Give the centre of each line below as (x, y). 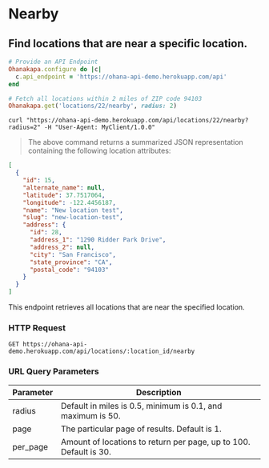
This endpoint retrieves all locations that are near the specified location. (127, 307)
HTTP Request (37, 327)
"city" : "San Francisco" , (72, 254)
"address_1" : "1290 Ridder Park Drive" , (98, 240)
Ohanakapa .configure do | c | (55, 69)
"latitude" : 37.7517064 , (64, 195)
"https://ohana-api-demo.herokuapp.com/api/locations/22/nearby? (137, 121)
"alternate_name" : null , (64, 188)
